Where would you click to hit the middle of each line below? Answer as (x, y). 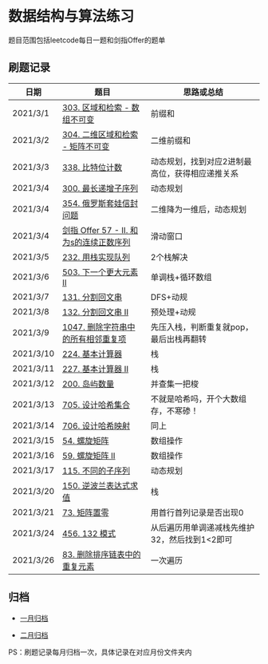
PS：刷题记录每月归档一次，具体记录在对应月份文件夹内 (100, 652)
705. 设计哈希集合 (96, 405)
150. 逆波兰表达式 (96, 485)
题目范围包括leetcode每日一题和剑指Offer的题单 (87, 40)
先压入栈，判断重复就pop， (202, 326)
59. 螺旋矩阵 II (89, 456)
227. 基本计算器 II (96, 369)
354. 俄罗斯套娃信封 (100, 203)
